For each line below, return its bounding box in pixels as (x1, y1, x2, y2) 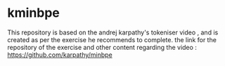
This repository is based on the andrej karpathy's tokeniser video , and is (7, 28, 219, 37)
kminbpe (7, 5, 60, 21)
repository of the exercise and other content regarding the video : (7, 43, 197, 51)
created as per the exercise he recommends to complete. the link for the (7, 35, 217, 44)
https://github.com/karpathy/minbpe (7, 51, 112, 59)
